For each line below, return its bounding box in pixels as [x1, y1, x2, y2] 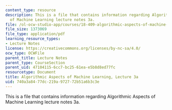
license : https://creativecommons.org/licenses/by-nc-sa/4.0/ [5, 46, 141, 51]
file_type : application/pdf [5, 31, 66, 36]
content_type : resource [5, 7, 56, 13]
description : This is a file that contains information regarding [5, 12, 150, 17]
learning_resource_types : [5, 36, 60, 42]
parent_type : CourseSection [5, 60, 66, 65]
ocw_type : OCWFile [5, 50, 45, 56]
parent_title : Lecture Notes [5, 55, 68, 61]
